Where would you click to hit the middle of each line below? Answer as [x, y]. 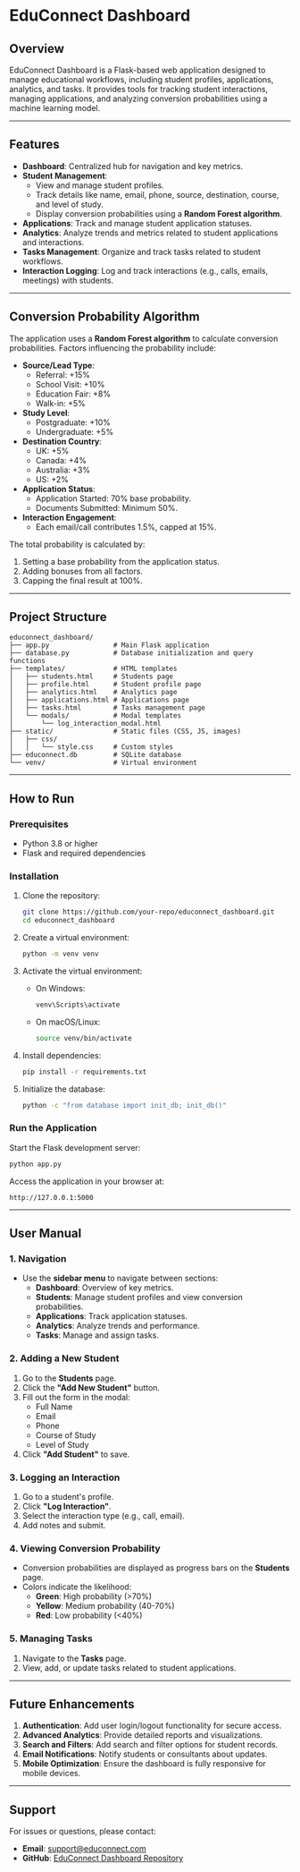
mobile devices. [51, 1774]
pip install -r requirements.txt [84, 1072]
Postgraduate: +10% [73, 422]
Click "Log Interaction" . [67, 1506]
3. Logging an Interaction [65, 1477]
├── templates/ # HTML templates [93, 669]
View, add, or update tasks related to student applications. [129, 1668]
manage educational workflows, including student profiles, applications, [142, 80]
